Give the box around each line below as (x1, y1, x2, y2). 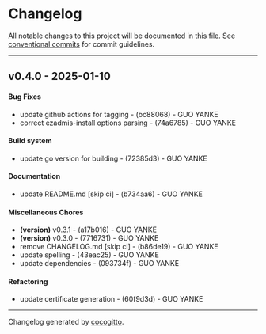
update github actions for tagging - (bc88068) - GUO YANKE (19, 109, 219, 119)
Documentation (8, 172, 61, 181)
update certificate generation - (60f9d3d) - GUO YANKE (19, 294, 203, 304)
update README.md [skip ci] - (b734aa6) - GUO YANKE (19, 189, 203, 199)
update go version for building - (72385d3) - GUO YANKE (19, 154, 207, 163)
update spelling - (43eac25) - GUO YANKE (19, 250, 160, 260)
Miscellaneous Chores (8, 207, 84, 217)
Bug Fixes (8, 92, 42, 101)
